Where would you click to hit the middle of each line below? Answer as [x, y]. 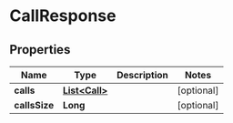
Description [142, 75]
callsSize [34, 105]
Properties [40, 50]
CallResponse [63, 16]
